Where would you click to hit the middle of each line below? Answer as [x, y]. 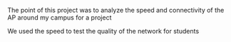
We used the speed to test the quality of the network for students [103, 31]
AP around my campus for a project [60, 17]
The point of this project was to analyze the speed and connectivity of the [116, 10]
